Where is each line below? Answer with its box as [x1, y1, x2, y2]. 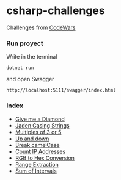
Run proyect [6, 39, 44, 48]
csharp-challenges [6, 4, 105, 18]
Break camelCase [15, 141, 60, 148]
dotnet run [6, 65, 34, 71]
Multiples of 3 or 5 [15, 128, 62, 135]
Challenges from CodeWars [6, 24, 76, 31]
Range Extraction [15, 160, 59, 168]
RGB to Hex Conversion [15, 154, 75, 162]
